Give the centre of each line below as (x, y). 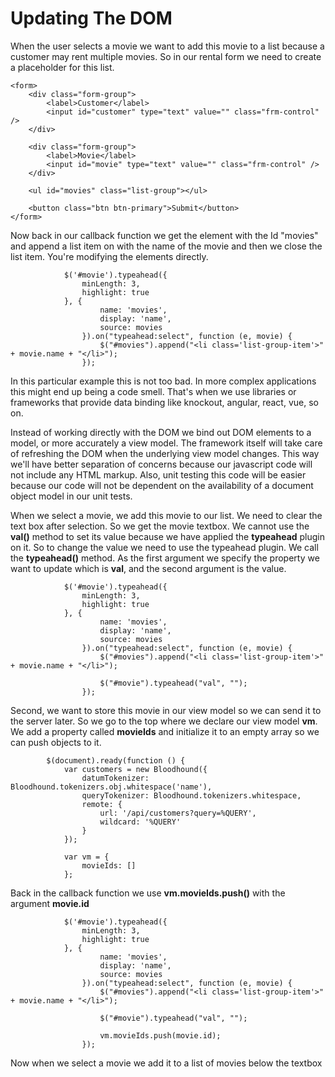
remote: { (102, 804)
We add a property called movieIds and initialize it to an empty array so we (165, 731)
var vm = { (86, 857)
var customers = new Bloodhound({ (135, 769)
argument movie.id (50, 903)
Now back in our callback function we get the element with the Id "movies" (164, 235)
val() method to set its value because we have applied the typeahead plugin (168, 536)
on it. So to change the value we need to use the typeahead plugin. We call (164, 547)
